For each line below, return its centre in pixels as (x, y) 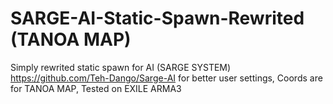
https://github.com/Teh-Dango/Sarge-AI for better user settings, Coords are (166, 78)
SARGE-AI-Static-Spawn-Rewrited (157, 18)
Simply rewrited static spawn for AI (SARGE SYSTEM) (121, 67)
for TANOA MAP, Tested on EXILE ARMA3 (96, 88)
